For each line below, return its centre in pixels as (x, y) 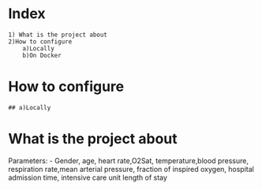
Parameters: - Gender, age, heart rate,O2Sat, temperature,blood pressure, (128, 160)
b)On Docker (42, 55)
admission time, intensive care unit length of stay (88, 177)
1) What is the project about (58, 35)
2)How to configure (40, 41)
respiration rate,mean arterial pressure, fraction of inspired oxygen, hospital (131, 169)
